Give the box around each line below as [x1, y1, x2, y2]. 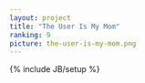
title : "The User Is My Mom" [9, 22, 120, 31]
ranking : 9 [9, 30, 51, 39]
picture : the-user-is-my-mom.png [9, 38, 137, 48]
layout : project [9, 13, 71, 23]
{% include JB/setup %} [9, 64, 100, 75]
